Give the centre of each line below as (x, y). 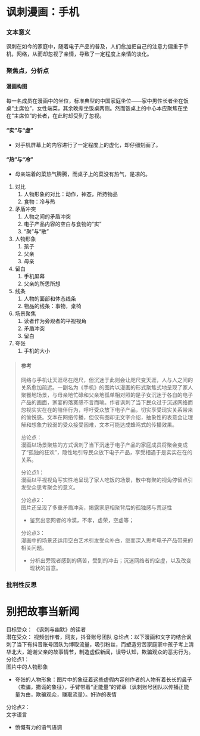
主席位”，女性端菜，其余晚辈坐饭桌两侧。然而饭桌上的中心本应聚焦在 (99, 108)
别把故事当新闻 (43, 612)
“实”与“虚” (20, 130)
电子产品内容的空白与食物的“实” (62, 224)
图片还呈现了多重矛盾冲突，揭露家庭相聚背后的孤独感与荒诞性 (96, 507)
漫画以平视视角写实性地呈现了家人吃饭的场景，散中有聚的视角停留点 (104, 480)
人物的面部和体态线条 (50, 298)
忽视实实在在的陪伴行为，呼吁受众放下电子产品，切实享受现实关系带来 (107, 410)
